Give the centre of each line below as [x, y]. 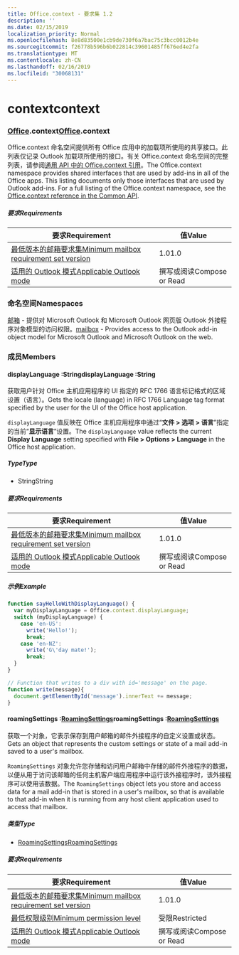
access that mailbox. [38, 806]
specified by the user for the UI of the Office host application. [97, 408]
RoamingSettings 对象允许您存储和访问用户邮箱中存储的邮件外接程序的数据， [119, 766]
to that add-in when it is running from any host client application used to [113, 799]
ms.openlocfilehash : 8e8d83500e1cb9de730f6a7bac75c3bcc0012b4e [103, 41]
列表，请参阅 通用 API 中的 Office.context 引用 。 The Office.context [105, 165]
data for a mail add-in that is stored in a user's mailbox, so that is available [116, 791]
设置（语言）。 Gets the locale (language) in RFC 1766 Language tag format [116, 400]
